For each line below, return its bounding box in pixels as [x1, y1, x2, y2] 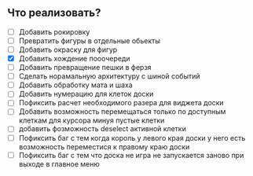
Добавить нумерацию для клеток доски [18, 90, 154, 99]
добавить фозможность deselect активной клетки [18, 124, 186, 134]
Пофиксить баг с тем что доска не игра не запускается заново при [18, 150, 244, 159]
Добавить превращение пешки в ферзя [18, 63, 152, 72]
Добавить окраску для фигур [18, 45, 118, 54]
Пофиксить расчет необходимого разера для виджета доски [18, 98, 225, 108]
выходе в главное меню [18, 159, 100, 168]
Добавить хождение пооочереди [18, 54, 130, 63]
